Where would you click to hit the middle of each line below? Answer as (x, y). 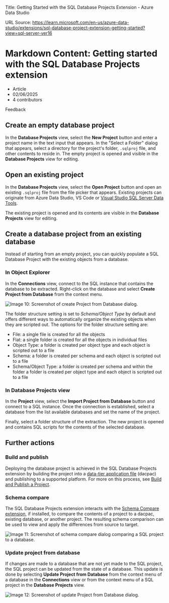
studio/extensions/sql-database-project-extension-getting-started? (75, 28)
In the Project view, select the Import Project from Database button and (80, 401)
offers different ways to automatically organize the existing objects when (80, 319)
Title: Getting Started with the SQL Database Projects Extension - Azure (79, 7)
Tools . (12, 203)
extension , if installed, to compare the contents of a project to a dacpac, (80, 514)
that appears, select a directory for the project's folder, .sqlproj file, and (80, 148)
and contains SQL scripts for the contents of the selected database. (75, 427)
